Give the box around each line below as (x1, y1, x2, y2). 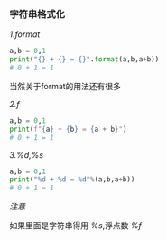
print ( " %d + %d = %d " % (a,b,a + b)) (9, 175, 135, 184)
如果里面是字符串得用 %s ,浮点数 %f (9, 220, 143, 231)
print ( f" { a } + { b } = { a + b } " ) (9, 125, 127, 134)
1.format (9, 29, 41, 40)
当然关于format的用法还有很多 (9, 80, 122, 91)
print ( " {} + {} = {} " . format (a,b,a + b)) (9, 55, 160, 64)
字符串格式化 (9, 7, 66, 20)
